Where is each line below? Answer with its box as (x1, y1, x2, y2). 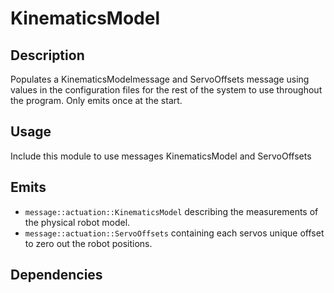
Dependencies (10, 267, 103, 284)
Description (10, 47, 85, 64)
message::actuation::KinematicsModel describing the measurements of (24, 205, 319, 217)
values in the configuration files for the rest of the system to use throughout (10, 84, 323, 96)
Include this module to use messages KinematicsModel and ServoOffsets (10, 150, 312, 162)
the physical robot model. (24, 216, 131, 228)
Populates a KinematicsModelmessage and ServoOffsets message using (10, 73, 310, 85)
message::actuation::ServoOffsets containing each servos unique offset (24, 227, 325, 239)
